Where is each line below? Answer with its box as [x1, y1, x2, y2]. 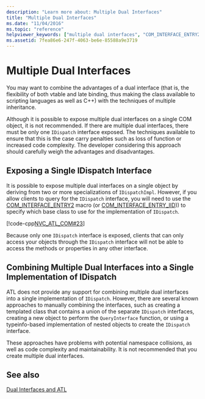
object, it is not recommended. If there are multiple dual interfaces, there [6, 122, 189, 129]
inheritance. [6, 103, 37, 111]
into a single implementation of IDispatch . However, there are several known [6, 294, 199, 302]
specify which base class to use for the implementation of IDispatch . [6, 207, 180, 215]
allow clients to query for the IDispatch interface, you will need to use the [6, 195, 191, 202]
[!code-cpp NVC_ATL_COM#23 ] [6, 220, 85, 227]
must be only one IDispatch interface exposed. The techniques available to [6, 128, 195, 135]
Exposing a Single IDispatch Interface [6, 166, 152, 176]
